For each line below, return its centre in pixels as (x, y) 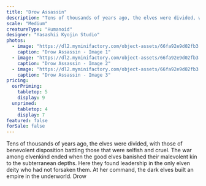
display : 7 (31, 115)
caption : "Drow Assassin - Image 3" (64, 75)
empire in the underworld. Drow (47, 176)
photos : (16, 41)
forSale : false (26, 126)
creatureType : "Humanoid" (39, 29)
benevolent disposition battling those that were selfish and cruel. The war (99, 150)
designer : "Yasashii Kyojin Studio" (53, 35)
